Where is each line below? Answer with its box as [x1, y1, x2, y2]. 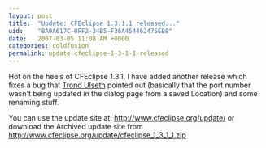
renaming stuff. [8, 98, 59, 107]
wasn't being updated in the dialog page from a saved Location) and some [8, 89, 258, 98]
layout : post [8, 11, 53, 20]
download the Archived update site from [8, 122, 144, 131]
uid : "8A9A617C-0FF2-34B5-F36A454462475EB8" [8, 27, 173, 35]
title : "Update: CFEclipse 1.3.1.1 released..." [8, 19, 181, 27]
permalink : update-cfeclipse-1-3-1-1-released [8, 49, 169, 57]
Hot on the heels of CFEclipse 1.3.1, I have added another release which [8, 72, 248, 81]
